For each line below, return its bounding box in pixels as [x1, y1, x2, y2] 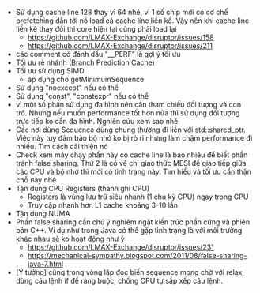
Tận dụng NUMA [15, 209, 70, 218]
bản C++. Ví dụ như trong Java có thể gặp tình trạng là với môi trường [15, 226, 243, 235]
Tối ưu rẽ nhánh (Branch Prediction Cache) [15, 58, 156, 67]
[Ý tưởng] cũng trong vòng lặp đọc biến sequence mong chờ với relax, [15, 268, 245, 276]
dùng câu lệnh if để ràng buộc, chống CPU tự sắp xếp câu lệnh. [15, 276, 224, 285]
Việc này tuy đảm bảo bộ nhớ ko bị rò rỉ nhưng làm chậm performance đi [15, 133, 253, 142]
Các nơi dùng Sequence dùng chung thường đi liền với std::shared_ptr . [15, 125, 247, 134]
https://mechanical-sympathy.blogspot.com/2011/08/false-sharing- [27, 251, 247, 260]
